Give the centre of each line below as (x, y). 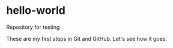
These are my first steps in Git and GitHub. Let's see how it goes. (86, 38)
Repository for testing (33, 27)
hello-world (36, 10)
